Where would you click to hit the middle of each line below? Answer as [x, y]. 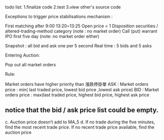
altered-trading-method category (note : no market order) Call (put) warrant [81, 31]
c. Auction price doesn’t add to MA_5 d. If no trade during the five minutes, [80, 122]
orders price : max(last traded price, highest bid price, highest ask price [77, 95]
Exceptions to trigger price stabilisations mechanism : [59, 16]
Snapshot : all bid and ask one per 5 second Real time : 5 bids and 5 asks [79, 46]
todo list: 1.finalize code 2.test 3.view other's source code [63, 7]
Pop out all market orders [31, 65]
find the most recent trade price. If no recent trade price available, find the [80, 127]
